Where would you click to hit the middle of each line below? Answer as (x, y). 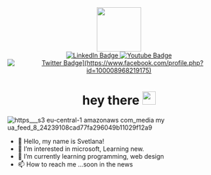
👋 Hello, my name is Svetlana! (61, 141)
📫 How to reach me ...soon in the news (75, 164)
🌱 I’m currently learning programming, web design (91, 156)
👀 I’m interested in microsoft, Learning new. (81, 149)
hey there (111, 100)
